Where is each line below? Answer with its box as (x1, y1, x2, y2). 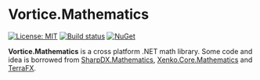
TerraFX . (8, 63, 37, 72)
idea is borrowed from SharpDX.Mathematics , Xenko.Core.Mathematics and (8, 55, 253, 64)
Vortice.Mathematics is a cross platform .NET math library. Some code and (8, 46, 253, 56)
